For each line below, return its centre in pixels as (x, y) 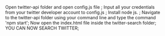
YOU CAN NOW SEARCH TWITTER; (42, 28)
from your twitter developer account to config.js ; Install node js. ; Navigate (83, 12)
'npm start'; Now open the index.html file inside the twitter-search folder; (81, 23)
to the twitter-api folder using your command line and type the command (80, 18)
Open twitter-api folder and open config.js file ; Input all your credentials (80, 7)
